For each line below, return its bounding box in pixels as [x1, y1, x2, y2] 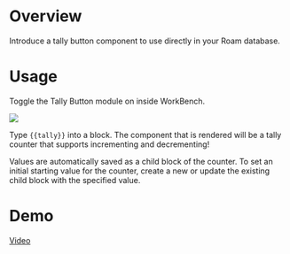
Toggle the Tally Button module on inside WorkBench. [9, 96, 206, 106]
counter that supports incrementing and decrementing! [9, 139, 210, 150]
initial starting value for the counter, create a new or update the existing [9, 165, 270, 176]
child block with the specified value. [9, 174, 141, 185]
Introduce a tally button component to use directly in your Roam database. [9, 35, 281, 46]
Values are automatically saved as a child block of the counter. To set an [9, 156, 273, 166]
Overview [9, 6, 82, 27]
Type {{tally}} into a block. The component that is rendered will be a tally [9, 129, 282, 140]
